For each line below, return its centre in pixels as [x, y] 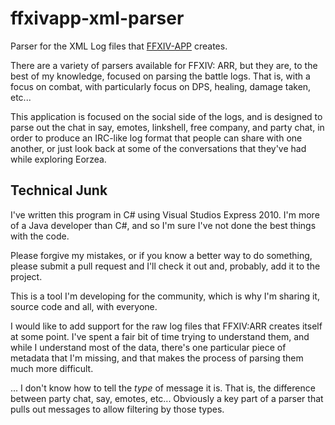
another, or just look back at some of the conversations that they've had [158, 148]
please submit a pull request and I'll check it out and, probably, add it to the [165, 266]
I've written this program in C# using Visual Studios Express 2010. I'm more [165, 214]
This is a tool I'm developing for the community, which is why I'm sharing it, [165, 296]
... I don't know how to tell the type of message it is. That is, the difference [163, 388]
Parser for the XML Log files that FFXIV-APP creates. [119, 46]
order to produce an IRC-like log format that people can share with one [156, 138]
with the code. [40, 236]
